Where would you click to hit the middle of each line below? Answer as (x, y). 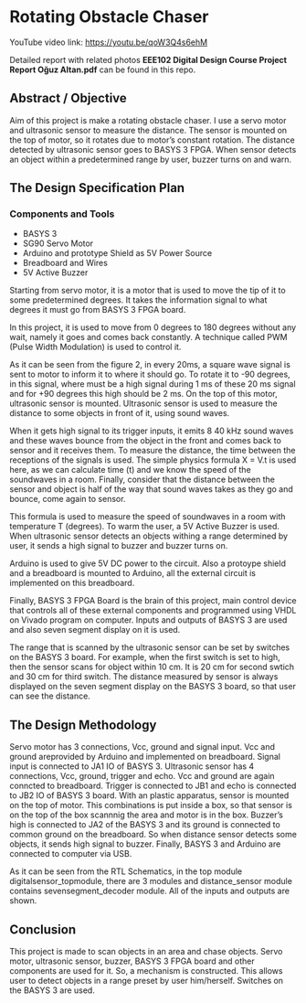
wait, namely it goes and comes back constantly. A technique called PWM (148, 337)
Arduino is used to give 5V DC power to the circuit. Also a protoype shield (148, 563)
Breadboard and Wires (65, 263)
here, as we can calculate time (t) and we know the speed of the (130, 470)
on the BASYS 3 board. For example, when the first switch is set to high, (145, 657)
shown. (23, 901)
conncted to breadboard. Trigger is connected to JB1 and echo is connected (153, 786)
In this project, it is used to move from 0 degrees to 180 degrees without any (153, 327)
